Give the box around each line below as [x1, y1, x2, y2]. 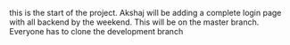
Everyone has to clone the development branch [9, 26, 184, 36]
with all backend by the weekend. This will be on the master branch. [9, 17, 260, 27]
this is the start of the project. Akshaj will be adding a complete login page [9, 8, 282, 18]
